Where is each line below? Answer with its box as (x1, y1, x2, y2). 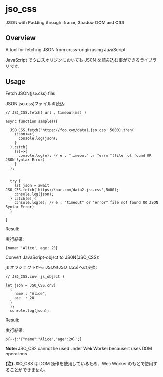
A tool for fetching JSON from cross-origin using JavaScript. (5, 46, 127, 52)
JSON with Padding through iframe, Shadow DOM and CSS (5, 20, 124, 25)
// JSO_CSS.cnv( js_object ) (5, 274, 65, 279)
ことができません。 (9, 367, 48, 373)
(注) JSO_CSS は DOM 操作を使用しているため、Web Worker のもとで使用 (5, 360, 154, 366)
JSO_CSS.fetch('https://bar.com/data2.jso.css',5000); (5, 187, 119, 192)
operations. (5, 351, 29, 356)
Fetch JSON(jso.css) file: (5, 90, 55, 96)
